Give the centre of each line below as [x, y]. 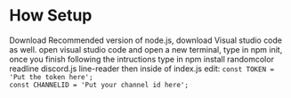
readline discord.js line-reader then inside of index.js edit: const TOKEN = [141, 69]
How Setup [51, 16]
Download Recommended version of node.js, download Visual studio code [146, 40]
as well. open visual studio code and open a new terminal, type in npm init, [146, 49]
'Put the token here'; [51, 77]
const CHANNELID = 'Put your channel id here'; [99, 85]
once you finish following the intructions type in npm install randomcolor [141, 59]
